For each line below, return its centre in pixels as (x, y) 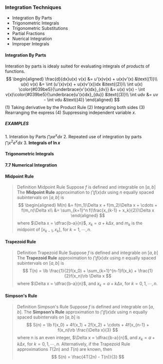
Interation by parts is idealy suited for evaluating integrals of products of (77, 66)
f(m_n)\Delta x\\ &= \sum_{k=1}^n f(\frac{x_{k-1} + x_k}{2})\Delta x (88, 210)
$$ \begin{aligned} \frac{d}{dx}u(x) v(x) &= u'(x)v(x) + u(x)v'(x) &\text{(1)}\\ (82, 79)
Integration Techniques (33, 7)
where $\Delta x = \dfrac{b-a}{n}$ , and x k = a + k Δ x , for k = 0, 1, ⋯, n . (87, 284)
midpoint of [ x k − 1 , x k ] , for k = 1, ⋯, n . (54, 230)
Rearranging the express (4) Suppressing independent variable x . (71, 112)
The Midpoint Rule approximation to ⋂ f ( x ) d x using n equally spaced (85, 193)
